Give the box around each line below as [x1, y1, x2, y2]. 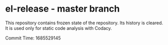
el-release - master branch [5, 3, 120, 15]
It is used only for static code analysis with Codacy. [5, 25, 112, 31]
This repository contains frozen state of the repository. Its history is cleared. [5, 20, 163, 26]
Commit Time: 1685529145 [5, 35, 61, 41]
